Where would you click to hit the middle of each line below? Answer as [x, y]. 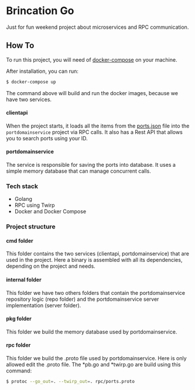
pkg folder [19, 319]
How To [20, 46]
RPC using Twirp [35, 205]
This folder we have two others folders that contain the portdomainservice [96, 292]
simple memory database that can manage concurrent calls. [78, 171]
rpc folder [18, 345]
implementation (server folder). [44, 305]
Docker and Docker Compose [50, 211]
